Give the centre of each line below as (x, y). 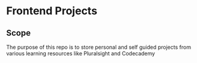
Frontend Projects (52, 11)
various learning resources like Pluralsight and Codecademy (80, 53)
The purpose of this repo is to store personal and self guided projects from (98, 47)
